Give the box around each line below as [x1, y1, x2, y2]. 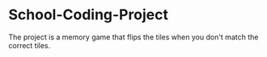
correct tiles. [8, 40, 51, 50]
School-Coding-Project [8, 6, 168, 24]
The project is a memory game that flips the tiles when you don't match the [8, 32, 259, 42]
